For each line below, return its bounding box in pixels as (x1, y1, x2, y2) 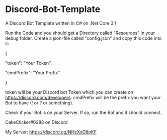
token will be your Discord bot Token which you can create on (5, 89, 133, 95)
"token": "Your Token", (5, 60, 52, 66)
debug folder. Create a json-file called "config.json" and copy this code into (5, 35, 162, 41)
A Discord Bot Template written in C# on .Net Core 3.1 (5, 20, 116, 26)
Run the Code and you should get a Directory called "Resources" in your (5, 30, 155, 36)
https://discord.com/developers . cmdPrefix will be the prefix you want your (5, 94, 161, 100)
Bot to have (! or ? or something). (5, 99, 74, 106)
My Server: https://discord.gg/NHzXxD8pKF (5, 129, 97, 135)
